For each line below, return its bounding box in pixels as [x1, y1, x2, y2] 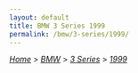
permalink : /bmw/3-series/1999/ [9, 29, 129, 38]
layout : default [9, 12, 69, 22]
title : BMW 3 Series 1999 [9, 21, 105, 30]
